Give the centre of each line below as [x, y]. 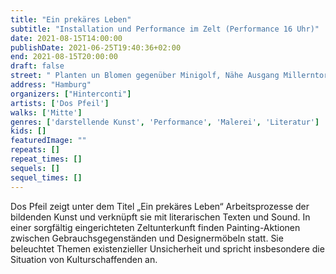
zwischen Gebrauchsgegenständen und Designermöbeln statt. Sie [147, 238]
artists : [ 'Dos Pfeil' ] [60, 103]
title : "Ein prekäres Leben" [71, 19]
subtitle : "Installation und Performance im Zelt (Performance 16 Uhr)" [165, 29]
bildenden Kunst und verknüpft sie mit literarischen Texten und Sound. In [160, 217]
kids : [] [28, 131]
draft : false [37, 66]
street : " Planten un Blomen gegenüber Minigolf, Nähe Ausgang [145, 76]
